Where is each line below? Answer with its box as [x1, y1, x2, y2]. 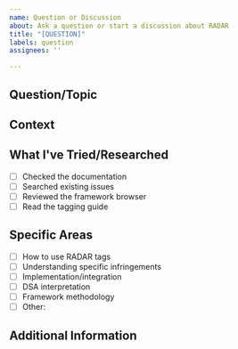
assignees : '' [9, 46, 62, 55]
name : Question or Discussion [9, 12, 122, 22]
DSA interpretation [21, 281, 91, 292]
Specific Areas [9, 228, 94, 243]
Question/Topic [9, 86, 98, 102]
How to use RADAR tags [21, 251, 111, 262]
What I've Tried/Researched [9, 148, 169, 163]
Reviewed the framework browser [21, 191, 147, 201]
